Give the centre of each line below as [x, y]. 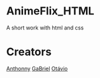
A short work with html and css [45, 28]
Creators [29, 52]
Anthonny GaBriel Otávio [37, 68]
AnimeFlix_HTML [50, 11]
